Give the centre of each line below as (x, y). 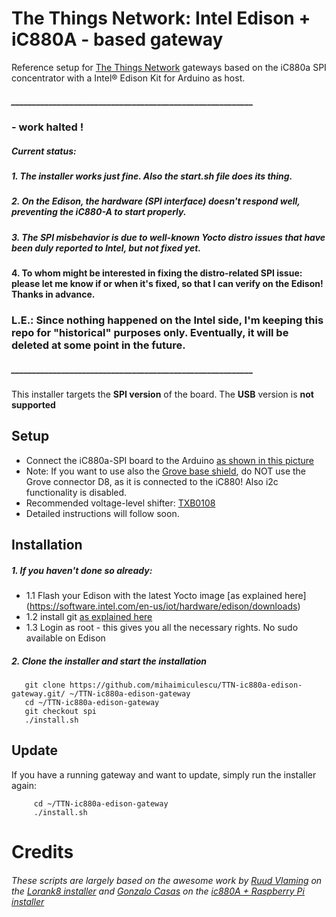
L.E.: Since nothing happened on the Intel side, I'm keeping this (167, 320)
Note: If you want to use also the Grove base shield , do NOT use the (166, 471)
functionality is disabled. (76, 492)
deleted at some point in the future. (98, 345)
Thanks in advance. (53, 294)
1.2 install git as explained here (89, 617)
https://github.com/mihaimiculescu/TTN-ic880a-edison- (186, 685)
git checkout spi (61, 712)
